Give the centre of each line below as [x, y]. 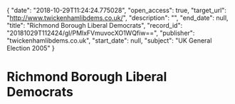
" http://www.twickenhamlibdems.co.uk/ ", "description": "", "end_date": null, [117, 18]
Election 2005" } [31, 48]
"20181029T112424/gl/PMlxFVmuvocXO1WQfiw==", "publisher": [101, 33]
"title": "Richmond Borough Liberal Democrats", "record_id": [95, 25]
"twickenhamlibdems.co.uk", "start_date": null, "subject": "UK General [109, 41]
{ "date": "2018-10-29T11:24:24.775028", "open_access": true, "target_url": [117, 10]
